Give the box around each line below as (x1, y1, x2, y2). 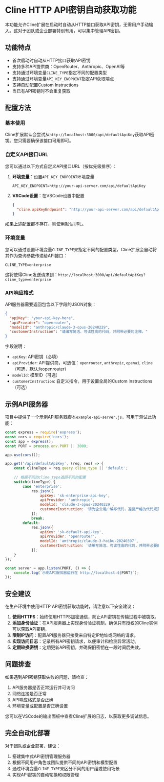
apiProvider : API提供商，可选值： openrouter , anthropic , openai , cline (12, 360, 153, 366)
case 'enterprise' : (22, 484, 62, 489)
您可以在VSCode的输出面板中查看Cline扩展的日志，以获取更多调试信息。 (5, 713, 152, 719)
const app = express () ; (5, 439, 54, 444)
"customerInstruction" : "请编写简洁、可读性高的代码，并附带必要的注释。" (9, 329, 148, 334)
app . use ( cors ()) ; (5, 452, 41, 457)
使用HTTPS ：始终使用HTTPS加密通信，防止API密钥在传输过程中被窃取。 (12, 614, 159, 620)
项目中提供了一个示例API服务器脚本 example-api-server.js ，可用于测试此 (5, 414, 152, 420)
